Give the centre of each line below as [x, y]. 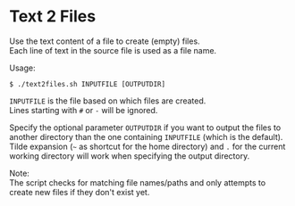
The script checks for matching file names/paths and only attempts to [138, 182]
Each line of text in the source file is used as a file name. [113, 50]
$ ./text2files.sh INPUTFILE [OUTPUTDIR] [88, 84]
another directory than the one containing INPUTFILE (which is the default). [146, 136]
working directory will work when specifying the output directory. [130, 156]
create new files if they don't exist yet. [80, 192]
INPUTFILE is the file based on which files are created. [108, 101]
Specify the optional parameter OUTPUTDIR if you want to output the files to [145, 128]
